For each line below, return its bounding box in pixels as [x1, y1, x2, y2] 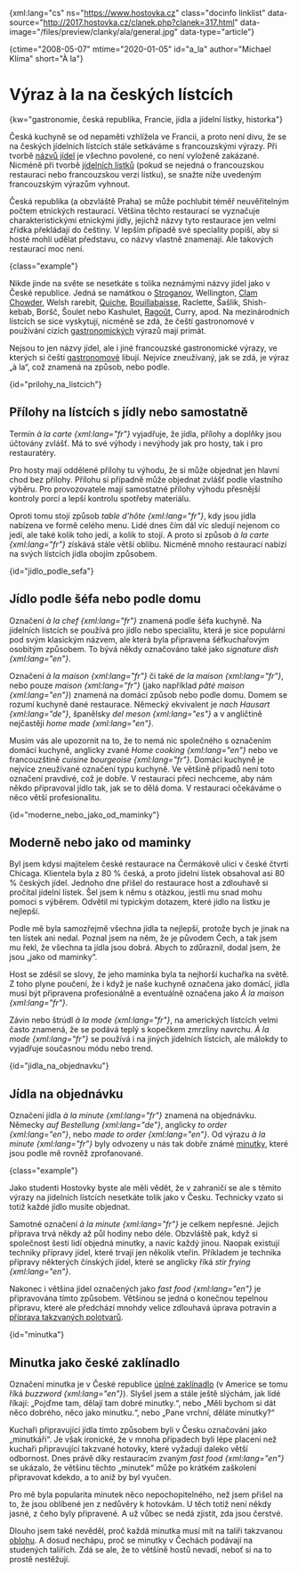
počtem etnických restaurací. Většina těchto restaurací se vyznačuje [9, 205, 261, 216]
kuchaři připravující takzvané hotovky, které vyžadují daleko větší [9, 1444, 248, 1453]
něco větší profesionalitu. [9, 791, 102, 802]
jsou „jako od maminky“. [9, 952, 98, 963]
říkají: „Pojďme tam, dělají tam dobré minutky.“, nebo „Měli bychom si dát [9, 1398, 277, 1408]
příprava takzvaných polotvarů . [9, 1312, 124, 1323]
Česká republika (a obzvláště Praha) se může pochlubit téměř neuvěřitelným [9, 195, 289, 206]
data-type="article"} [180, 27, 255, 37]
